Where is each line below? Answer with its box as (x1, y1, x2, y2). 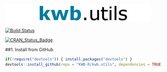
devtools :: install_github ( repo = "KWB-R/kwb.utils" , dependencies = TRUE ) (5, 62, 164, 67)
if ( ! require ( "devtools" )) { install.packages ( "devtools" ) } (5, 57, 133, 62)
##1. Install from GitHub (5, 47, 54, 52)
